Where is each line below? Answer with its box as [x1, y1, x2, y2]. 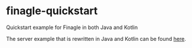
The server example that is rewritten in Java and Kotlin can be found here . [6, 35, 186, 42]
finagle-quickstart [6, 4, 98, 18]
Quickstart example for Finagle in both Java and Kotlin [6, 24, 138, 31]
